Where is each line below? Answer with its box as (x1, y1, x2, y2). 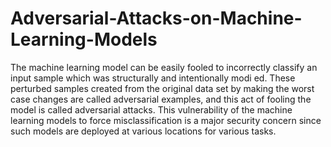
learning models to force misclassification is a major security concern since (10, 114, 322, 126)
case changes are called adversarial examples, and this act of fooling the (10, 93, 312, 105)
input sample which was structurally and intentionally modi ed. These (10, 72, 296, 84)
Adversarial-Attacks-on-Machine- (10, 7, 303, 30)
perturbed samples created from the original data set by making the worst (10, 82, 315, 94)
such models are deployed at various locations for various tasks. (10, 125, 277, 137)
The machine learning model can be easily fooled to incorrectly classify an (10, 61, 318, 73)
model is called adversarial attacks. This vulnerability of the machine (10, 103, 293, 116)
